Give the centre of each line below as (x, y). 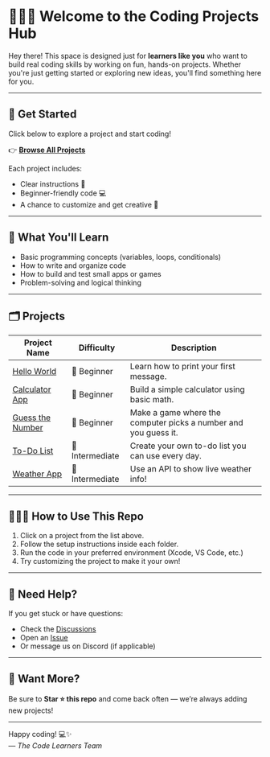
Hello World (35, 372)
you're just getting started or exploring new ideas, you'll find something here (135, 72)
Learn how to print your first (182, 367)
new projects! (31, 710)
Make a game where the (175, 413)
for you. (21, 81)
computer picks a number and (186, 423)
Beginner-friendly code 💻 (63, 193)
